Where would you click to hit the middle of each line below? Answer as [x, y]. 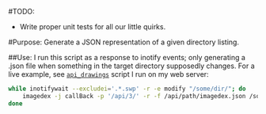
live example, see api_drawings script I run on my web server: [108, 74]
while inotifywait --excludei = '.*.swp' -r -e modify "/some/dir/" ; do [127, 89]
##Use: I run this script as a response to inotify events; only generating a [127, 57]
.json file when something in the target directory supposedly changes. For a [131, 66]
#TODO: [22, 11]
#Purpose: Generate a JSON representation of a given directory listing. [124, 42]
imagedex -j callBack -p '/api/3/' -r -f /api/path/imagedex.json [134, 96]
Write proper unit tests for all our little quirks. [93, 27]
